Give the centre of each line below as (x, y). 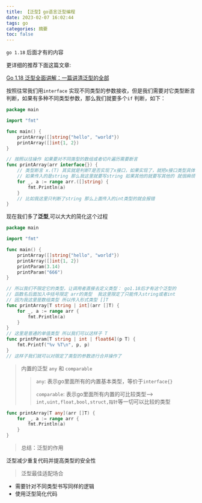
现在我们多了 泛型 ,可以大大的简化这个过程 (57, 216)
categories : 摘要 (27, 29)
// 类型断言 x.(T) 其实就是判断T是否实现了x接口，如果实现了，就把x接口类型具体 (106, 171)
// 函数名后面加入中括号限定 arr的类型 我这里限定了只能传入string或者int (91, 294)
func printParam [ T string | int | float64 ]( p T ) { (71, 339)
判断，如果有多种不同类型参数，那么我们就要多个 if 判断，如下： (86, 98)
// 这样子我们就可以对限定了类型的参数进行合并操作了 (64, 356)
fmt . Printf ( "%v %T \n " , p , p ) (54, 345)
